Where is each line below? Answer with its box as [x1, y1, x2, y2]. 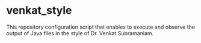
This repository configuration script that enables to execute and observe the [6, 23, 196, 30]
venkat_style [6, 4, 72, 17]
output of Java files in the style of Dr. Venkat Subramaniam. [6, 29, 154, 36]
